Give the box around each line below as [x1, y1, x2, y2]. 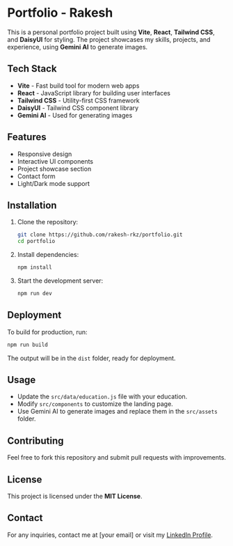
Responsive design [17, 150, 72, 158]
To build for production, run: [7, 327, 88, 336]
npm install [17, 264, 52, 271]
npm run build [7, 341, 49, 348]
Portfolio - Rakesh [7, 5, 113, 21]
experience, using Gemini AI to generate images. [7, 42, 148, 51]
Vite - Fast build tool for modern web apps [17, 81, 140, 90]
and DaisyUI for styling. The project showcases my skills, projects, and [7, 35, 211, 43]
